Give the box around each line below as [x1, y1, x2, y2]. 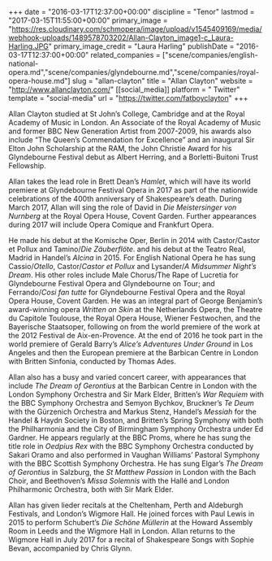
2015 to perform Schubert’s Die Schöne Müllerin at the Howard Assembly [8, 518, 253, 527]
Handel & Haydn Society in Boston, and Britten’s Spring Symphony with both [8, 415, 264, 425]
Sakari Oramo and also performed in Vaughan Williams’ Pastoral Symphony [8, 450, 260, 459]
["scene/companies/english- [162, 50, 258, 59]
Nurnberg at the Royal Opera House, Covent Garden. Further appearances [8, 211, 257, 220]
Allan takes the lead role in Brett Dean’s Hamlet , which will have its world [8, 176, 252, 186]
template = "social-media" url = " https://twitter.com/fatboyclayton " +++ [8, 93, 249, 102]
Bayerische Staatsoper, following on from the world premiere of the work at [8, 322, 261, 332]
